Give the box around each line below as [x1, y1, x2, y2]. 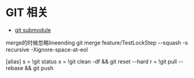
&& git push [24, 64, 54, 71]
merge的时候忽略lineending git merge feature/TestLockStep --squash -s [6, 39, 188, 46]
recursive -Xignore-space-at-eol [6, 45, 88, 53]
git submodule [14, 26, 51, 34]
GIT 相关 [6, 6, 48, 20]
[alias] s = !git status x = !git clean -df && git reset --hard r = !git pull [6, 58, 177, 65]
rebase [6, 64, 24, 71]
